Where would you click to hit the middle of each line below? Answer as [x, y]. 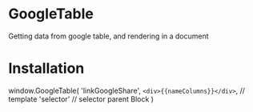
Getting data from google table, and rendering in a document [109, 36]
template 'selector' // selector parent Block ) [81, 99]
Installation [46, 68]
